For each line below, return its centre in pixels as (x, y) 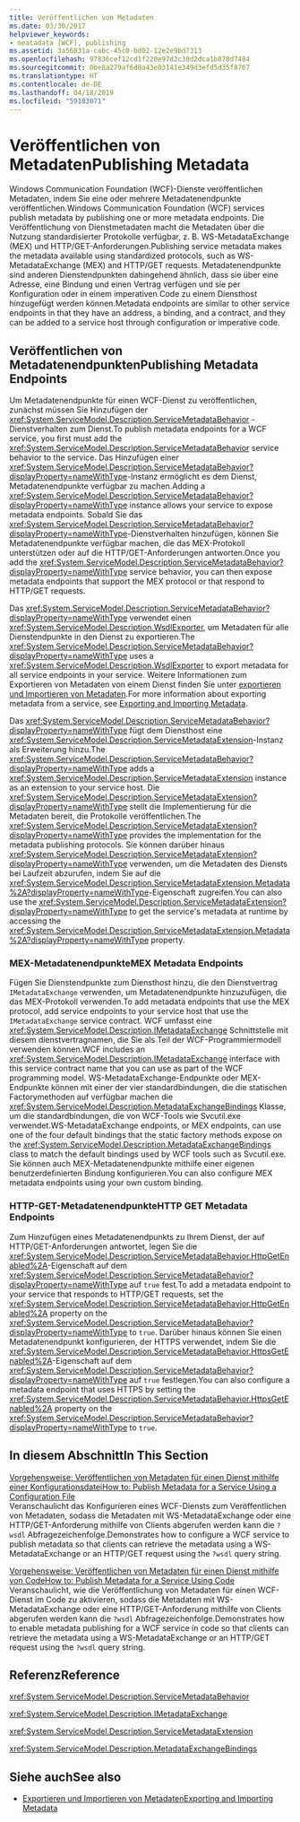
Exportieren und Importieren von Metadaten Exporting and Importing (147, 1799)
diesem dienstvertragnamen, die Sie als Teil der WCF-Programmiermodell (146, 1040)
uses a (141, 656)
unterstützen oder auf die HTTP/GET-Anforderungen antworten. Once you (145, 553)
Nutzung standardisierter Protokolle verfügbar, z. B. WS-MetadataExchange (149, 237)
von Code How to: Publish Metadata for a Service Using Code (122, 1580)
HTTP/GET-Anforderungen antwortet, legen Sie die (103, 1246)
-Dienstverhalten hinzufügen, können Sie (203, 534)
